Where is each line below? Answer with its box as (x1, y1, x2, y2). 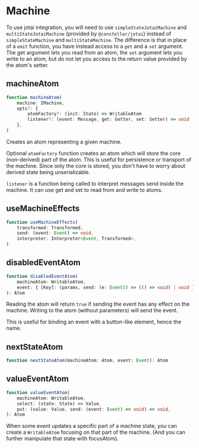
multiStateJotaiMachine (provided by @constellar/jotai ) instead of (6, 30, 172, 37)
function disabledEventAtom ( (6, 273, 78, 279)
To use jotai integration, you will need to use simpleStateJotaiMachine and (6, 24, 187, 31)
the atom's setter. (6, 61, 49, 69)
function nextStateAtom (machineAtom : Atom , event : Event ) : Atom (6, 357, 168, 364)
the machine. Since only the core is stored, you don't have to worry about (6, 162, 185, 169)
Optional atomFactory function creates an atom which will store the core (6, 149, 181, 156)
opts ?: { (17, 105, 38, 111)
